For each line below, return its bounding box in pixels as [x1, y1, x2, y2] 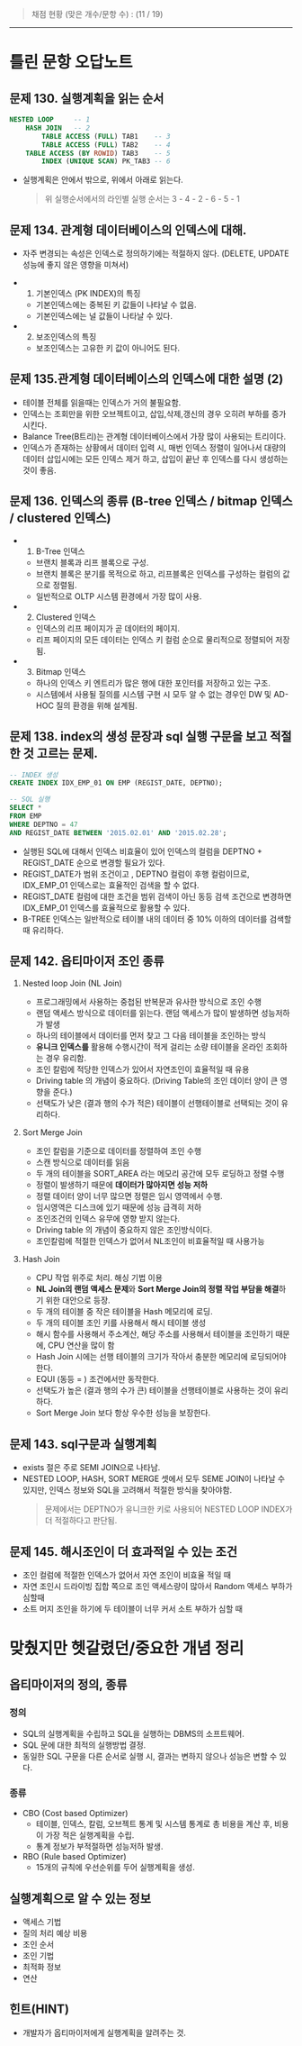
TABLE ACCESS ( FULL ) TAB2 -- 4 [41, 140, 171, 150]
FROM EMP [9, 812, 42, 821]
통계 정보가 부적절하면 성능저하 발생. [35, 1841, 164, 1852]
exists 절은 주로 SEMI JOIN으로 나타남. [22, 1462, 161, 1473]
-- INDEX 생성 [9, 770, 58, 779]
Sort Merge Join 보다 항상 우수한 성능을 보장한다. [35, 1407, 211, 1418]
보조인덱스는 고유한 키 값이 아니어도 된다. [35, 342, 181, 354]
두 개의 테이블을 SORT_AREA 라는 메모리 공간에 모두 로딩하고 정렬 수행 [35, 1168, 285, 1179]
